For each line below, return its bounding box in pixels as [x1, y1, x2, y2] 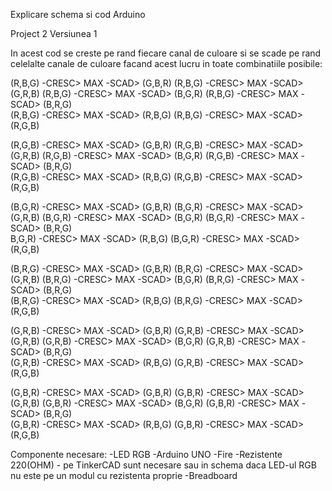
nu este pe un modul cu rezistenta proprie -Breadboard [10, 470, 238, 481]
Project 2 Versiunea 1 [10, 28, 98, 39]
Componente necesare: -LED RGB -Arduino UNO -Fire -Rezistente [10, 449, 283, 460]
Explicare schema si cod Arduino [10, 9, 146, 20]
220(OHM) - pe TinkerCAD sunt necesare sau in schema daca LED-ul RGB [10, 459, 317, 471]
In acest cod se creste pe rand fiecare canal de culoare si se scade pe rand [10, 47, 322, 59]
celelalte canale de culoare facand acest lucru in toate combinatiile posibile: [10, 58, 323, 69]
